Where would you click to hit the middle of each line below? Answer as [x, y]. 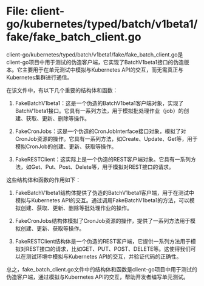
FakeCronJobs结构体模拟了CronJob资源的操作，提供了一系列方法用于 [103, 220]
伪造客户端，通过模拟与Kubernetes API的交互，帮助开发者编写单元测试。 [98, 277]
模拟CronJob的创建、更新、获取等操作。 [66, 146]
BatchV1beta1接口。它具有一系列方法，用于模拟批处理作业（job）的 [99, 111]
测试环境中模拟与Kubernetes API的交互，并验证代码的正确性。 [104, 256]
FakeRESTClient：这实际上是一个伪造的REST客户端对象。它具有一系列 [103, 159]
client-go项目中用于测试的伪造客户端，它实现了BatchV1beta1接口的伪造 [95, 62]
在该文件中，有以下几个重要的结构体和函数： [62, 90]
